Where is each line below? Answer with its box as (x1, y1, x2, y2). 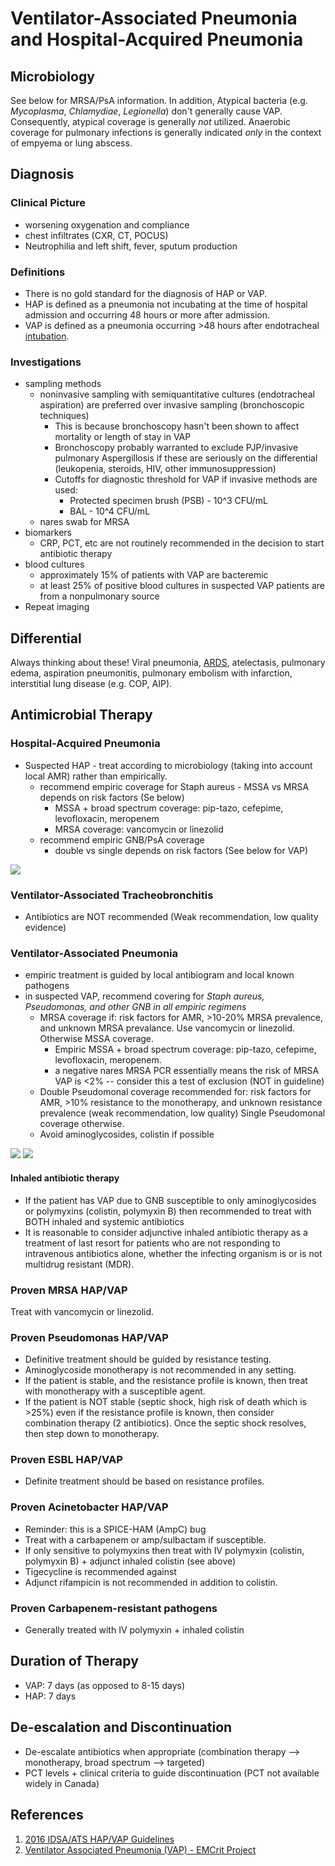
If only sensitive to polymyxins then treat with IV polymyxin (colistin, (24, 1544, 305, 1556)
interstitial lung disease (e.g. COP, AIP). (10, 678, 173, 690)
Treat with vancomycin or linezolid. (10, 1305, 155, 1317)
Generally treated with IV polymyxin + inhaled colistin (24, 1624, 245, 1636)
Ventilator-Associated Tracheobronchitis (10, 888, 214, 902)
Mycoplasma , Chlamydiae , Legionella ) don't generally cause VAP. (10, 105, 283, 117)
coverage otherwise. (39, 1118, 125, 1130)
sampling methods (24, 378, 102, 390)
